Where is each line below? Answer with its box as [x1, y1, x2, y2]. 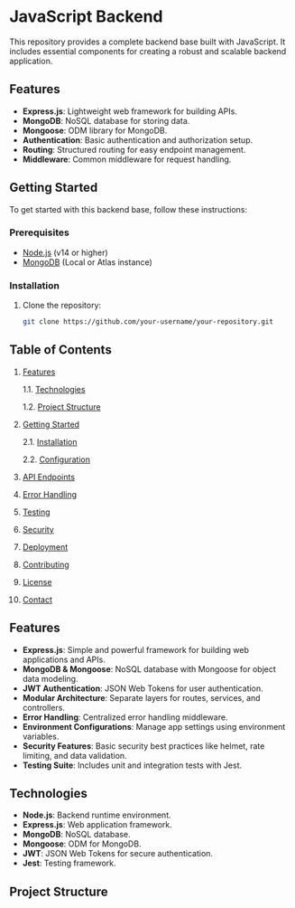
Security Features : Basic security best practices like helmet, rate [22, 740, 265, 752]
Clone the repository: [22, 300, 102, 311]
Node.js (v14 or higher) [22, 247, 108, 258]
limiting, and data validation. [22, 750, 128, 761]
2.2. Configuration [22, 454, 90, 465]
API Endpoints [22, 471, 75, 482]
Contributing [22, 559, 69, 570]
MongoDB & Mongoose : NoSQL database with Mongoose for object [22, 663, 277, 675]
